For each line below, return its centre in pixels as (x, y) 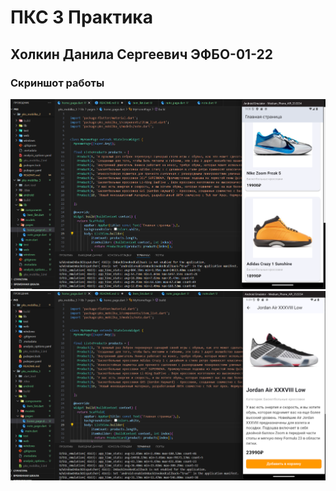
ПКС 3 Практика (81, 17)
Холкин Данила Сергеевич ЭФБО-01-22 (141, 54)
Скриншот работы (57, 83)
